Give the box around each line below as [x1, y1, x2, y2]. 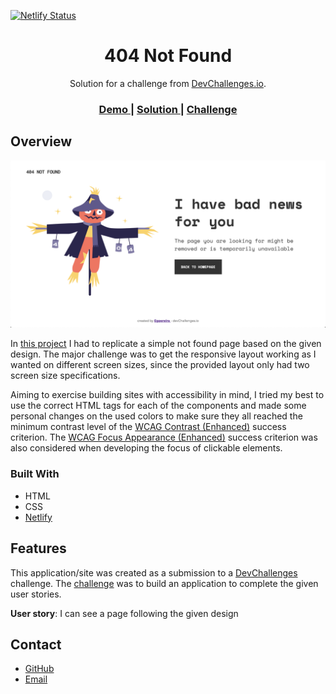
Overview [10, 133, 73, 150]
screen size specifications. [10, 370, 121, 382]
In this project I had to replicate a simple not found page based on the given [10, 338, 322, 350]
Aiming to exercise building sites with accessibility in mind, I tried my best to [10, 389, 325, 401]
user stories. [10, 588, 62, 600]
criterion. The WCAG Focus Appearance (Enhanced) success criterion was [10, 431, 318, 444]
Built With [10, 467, 60, 481]
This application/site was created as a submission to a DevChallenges [10, 566, 298, 579]
